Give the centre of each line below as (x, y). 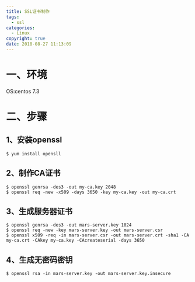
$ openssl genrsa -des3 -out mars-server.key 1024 (69, 225)
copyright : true (26, 39)
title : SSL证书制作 (28, 11)
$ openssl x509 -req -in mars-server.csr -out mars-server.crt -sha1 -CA (98, 235)
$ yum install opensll (34, 154)
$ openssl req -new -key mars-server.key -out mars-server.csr (85, 230)
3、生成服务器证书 (39, 212)
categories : (20, 28)
